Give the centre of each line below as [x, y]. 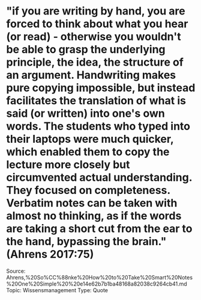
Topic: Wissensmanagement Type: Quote [57, 290]
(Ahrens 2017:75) [50, 255]
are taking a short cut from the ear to [99, 229]
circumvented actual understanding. [99, 177]
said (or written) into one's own [85, 114]
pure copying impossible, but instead [101, 88]
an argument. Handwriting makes [91, 75]
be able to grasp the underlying [86, 50]
